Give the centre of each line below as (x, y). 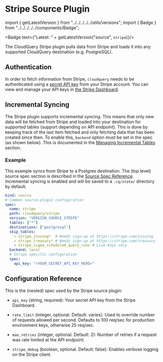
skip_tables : (23, 232)
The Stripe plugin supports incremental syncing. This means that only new (80, 116)
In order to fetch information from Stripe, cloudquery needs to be (70, 79)
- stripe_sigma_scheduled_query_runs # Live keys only (71, 245)
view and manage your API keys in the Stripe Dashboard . (62, 89)
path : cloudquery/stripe (35, 213)
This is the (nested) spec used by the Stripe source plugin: (64, 290)
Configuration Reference (43, 279)
